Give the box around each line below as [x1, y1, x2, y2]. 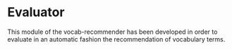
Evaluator [7, 4, 65, 20]
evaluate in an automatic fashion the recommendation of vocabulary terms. [7, 35, 226, 43]
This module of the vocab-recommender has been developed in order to [7, 27, 218, 36]
